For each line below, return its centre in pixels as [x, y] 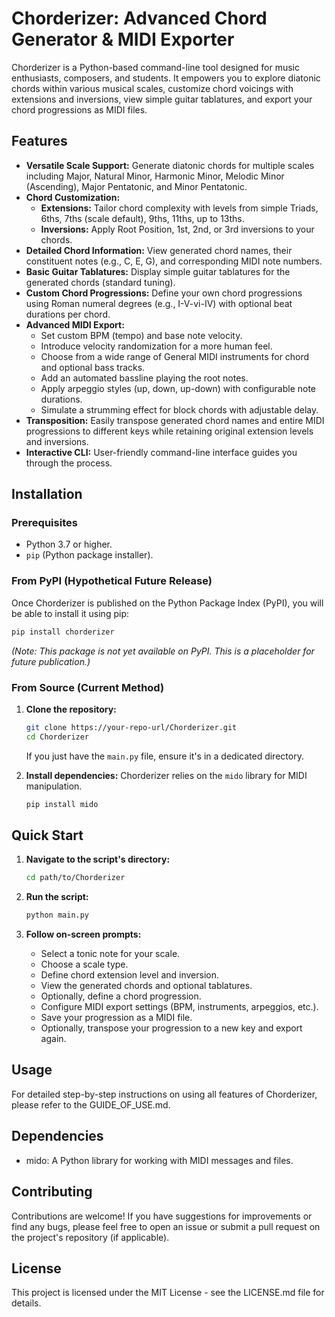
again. [53, 1039]
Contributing [52, 1192]
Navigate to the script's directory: [98, 859]
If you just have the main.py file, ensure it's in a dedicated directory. [164, 756]
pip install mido [62, 804]
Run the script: [57, 897]
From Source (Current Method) [88, 687]
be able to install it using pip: [70, 613]
